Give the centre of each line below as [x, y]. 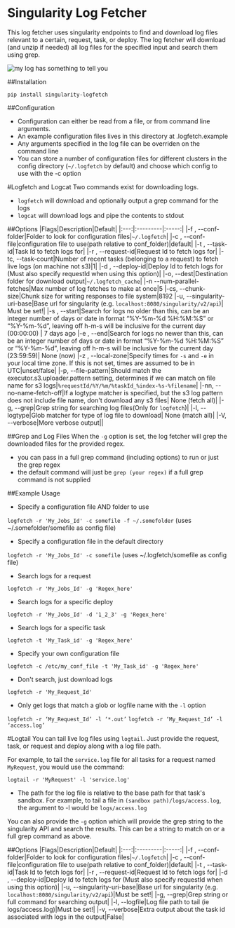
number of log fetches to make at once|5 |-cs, [111, 288]
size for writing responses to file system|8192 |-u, [113, 296]
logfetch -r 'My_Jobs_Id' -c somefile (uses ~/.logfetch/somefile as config [117, 554]
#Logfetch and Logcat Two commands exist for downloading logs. [103, 186]
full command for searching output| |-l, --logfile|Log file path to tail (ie [108, 901]
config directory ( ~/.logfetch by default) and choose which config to [117, 165]
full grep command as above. [49, 836]
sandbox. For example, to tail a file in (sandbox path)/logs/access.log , [119, 800]
